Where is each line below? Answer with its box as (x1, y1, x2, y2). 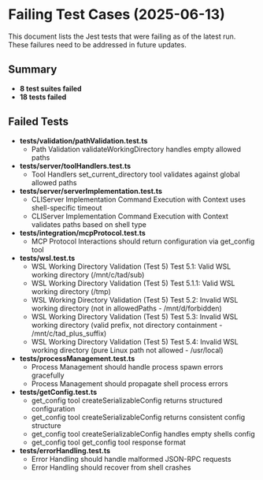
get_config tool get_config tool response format (31, 437, 187, 447)
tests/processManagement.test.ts (19, 353, 135, 363)
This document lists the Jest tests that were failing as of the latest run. (8, 32, 236, 41)
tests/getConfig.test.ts (19, 387, 98, 396)
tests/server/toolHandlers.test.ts (19, 161, 131, 170)
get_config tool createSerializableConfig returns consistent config (31, 412, 246, 422)
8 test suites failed (19, 84, 82, 93)
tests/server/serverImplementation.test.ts (19, 186, 163, 195)
